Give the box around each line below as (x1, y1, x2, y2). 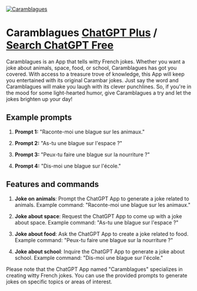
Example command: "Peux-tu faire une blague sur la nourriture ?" (14, 236, 173, 243)
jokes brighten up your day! (6, 95, 73, 102)
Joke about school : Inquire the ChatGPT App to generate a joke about (14, 247, 185, 255)
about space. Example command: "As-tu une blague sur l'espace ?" (14, 219, 179, 226)
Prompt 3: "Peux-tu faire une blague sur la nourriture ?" (14, 150, 150, 158)
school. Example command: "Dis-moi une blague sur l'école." (14, 254, 163, 261)
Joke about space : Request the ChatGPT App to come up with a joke (14, 212, 182, 220)
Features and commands (6, 179, 99, 189)
